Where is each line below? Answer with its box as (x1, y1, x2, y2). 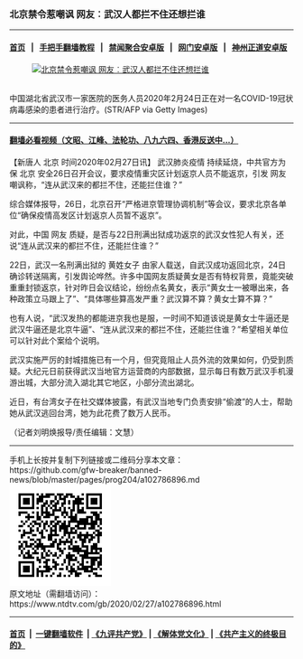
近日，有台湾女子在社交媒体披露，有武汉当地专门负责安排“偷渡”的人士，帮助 (9, 396, 293, 407)
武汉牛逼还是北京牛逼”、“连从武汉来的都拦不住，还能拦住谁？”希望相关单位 (9, 324, 289, 334)
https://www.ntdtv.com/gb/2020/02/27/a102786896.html (9, 598, 222, 609)
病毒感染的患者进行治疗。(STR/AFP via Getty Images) (9, 104, 208, 115)
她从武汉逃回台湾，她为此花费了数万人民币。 (9, 407, 176, 418)
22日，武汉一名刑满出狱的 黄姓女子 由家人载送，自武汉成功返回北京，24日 (9, 259, 287, 270)
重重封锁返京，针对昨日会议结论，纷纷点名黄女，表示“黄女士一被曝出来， (9, 282, 282, 293)
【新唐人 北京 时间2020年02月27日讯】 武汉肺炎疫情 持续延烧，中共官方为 (9, 156, 287, 167)
